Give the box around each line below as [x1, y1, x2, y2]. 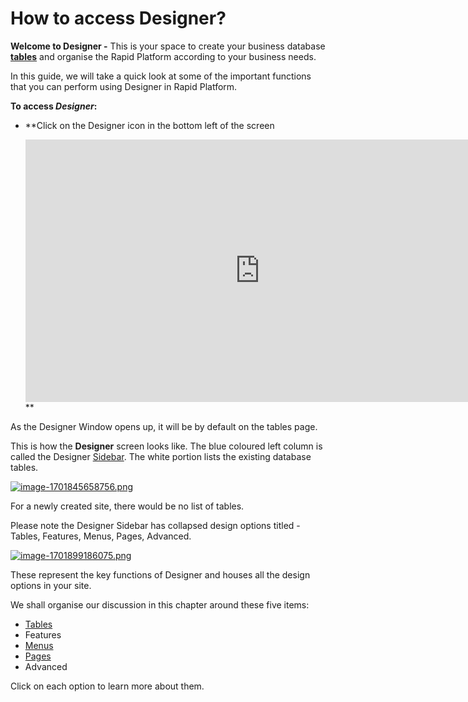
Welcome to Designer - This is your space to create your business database [10, 40, 326, 52]
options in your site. [10, 579, 92, 591]
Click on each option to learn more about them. [10, 680, 205, 692]
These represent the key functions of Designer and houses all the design [10, 568, 311, 581]
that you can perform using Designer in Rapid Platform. [10, 80, 238, 92]
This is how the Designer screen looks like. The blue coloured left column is [10, 440, 323, 452]
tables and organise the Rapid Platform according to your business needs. [10, 50, 317, 62]
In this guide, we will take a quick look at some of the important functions [10, 70, 312, 82]
